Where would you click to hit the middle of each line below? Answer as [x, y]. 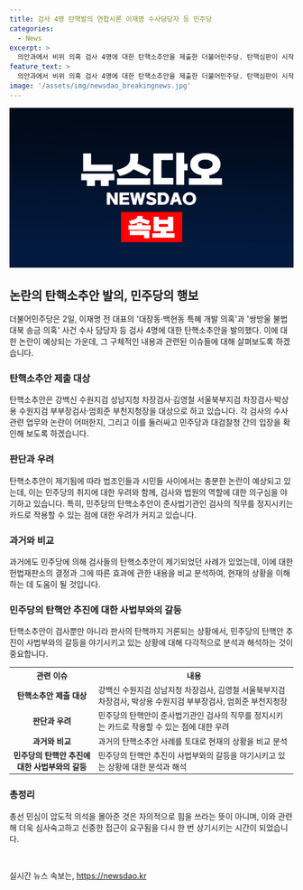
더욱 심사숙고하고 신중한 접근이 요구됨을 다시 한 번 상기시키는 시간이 [138, 828]
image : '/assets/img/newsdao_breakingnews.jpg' [101, 86]
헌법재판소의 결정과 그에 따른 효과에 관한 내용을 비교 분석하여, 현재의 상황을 [142, 573]
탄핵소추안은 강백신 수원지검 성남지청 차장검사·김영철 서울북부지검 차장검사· [142, 400]
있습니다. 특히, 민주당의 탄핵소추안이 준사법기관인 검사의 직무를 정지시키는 [163, 503]
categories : [32, 28]
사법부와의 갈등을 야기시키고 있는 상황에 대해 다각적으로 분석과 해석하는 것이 [160, 642]
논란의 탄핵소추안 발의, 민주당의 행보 [104, 295]
